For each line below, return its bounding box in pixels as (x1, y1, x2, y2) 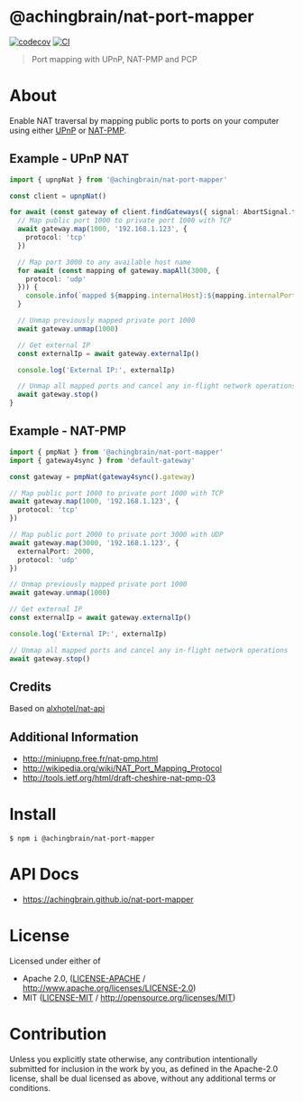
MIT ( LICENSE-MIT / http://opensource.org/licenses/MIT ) (22, 992, 236, 1002)
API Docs (9, 864, 79, 885)
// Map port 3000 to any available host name (17, 258, 192, 267)
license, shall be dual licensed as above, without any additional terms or (9, 1073, 277, 1084)
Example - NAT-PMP (9, 423, 126, 439)
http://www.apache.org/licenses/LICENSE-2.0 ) (22, 983, 197, 993)
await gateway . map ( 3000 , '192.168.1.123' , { (9, 538, 179, 548)
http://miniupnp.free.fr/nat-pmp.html (22, 753, 159, 765)
